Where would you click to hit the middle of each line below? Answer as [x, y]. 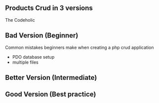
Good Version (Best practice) [51, 94]
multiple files [25, 62]
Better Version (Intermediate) [51, 78]
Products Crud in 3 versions [49, 8]
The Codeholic [20, 20]
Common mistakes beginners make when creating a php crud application [79, 47]
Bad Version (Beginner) [42, 36]
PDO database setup [33, 57]
